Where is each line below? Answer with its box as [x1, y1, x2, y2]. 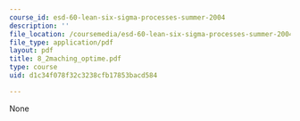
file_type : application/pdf [9, 37, 114, 47]
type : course [9, 63, 58, 72]
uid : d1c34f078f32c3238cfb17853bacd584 [9, 71, 158, 80]
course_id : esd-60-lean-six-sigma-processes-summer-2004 [9, 12, 226, 22]
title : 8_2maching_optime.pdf [9, 54, 122, 63]
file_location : [9, 29, 66, 38]
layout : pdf [9, 46, 54, 55]
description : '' [9, 21, 70, 30]
